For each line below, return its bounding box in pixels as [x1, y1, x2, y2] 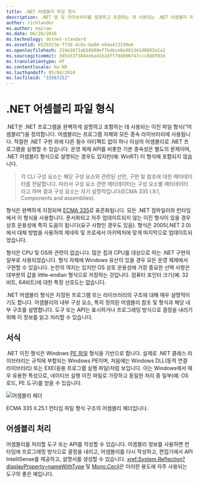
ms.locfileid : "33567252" [6, 75, 70, 81]
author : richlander [6, 20, 54, 26]
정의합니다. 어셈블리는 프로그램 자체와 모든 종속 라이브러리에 [30, 131, 171, 138]
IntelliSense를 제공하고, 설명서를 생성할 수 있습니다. [6, 455, 126, 462]
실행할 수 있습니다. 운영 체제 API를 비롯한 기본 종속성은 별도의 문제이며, [26, 146, 191, 153]
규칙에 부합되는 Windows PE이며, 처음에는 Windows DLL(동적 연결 [31, 357, 188, 364]
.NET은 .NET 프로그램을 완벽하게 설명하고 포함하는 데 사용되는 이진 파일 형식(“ [6, 123, 188, 131]
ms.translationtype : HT [6, 58, 65, 64]
